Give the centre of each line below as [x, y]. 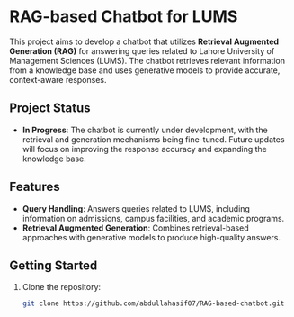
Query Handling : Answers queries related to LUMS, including [136, 208]
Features [35, 187]
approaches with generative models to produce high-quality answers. [151, 237]
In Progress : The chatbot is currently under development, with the [145, 130]
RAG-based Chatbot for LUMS [124, 17]
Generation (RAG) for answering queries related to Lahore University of [142, 50]
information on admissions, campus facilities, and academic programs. [153, 218]
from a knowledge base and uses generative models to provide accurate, [145, 70]
